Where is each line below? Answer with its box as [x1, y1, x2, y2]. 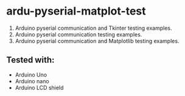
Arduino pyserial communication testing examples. [15, 30, 142, 38]
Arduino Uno [15, 71, 47, 78]
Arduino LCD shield [15, 84, 64, 91]
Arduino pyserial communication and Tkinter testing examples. [15, 24, 172, 32]
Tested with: [6, 55, 55, 65]
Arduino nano [15, 77, 50, 84]
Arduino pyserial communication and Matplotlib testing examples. [15, 37, 180, 44]
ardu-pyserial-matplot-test [6, 4, 146, 18]
